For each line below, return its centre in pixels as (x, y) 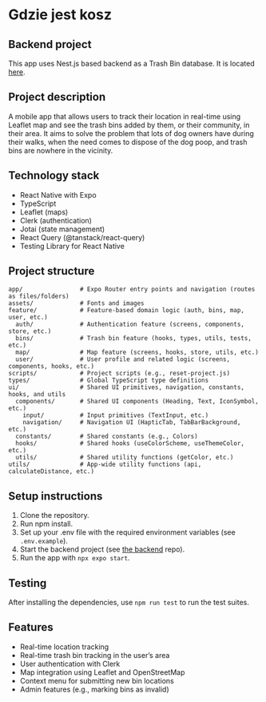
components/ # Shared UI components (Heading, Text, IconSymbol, (137, 402)
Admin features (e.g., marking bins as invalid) (94, 689)
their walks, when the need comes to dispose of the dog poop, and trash (128, 142)
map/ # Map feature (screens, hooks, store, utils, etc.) (137, 353)
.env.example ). (44, 541)
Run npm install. (46, 524)
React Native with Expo (58, 195)
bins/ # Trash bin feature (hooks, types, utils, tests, (133, 339)
